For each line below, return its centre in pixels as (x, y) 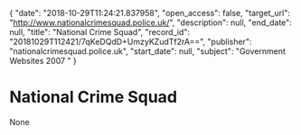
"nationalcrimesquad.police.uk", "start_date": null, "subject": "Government (148, 51)
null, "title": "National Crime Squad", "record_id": (100, 32)
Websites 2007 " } (43, 61)
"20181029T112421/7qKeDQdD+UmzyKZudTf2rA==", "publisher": (131, 41)
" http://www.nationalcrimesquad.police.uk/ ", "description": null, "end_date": (150, 22)
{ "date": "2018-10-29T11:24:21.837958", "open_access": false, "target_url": (150, 13)
